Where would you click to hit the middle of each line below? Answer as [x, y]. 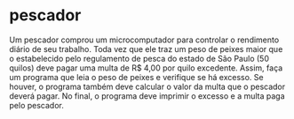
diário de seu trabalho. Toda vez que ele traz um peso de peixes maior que [146, 48]
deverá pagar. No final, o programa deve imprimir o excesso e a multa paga [147, 96]
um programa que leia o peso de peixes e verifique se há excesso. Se [136, 77]
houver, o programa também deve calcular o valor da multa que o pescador [147, 86]
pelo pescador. [36, 105]
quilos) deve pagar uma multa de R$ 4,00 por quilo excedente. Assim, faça [146, 68]
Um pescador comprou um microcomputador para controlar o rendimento [144, 40]
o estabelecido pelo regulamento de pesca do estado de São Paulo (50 [139, 58]
